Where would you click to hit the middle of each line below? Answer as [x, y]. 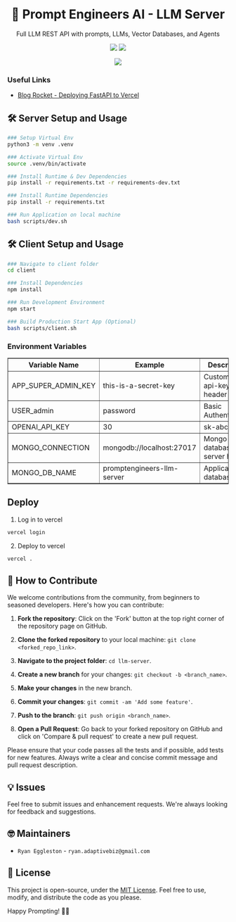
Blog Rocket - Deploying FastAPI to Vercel [78, 95]
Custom [216, 377]
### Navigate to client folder [53, 264]
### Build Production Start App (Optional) [72, 322]
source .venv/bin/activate [47, 164]
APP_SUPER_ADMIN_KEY [54, 385]
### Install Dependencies [45, 283]
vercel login [26, 532]
